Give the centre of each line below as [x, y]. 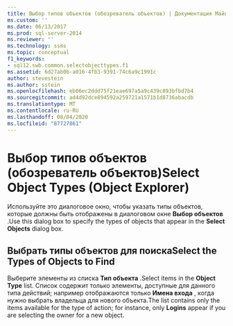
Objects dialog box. [35, 229]
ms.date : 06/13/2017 [37, 26]
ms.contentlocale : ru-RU [43, 111]
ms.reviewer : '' [31, 40]
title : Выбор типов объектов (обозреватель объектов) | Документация [110, 14]
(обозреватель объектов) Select [103, 173]
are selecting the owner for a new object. [66, 315]
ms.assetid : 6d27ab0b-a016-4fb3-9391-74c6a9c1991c [82, 72]
